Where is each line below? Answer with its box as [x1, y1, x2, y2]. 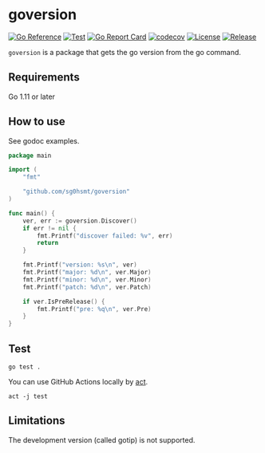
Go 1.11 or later [8, 92, 56, 101]
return [37, 239, 59, 247]
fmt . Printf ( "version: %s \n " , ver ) [22, 261, 137, 269]
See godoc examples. [8, 136, 80, 145]
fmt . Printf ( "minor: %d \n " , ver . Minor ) [22, 275, 152, 284]
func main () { [8, 209, 56, 217]
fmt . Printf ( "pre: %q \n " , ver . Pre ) [37, 305, 152, 313]
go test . [8, 363, 42, 371]
